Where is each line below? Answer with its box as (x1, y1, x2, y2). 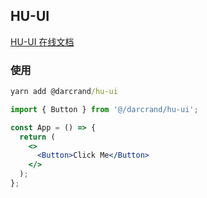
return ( (19, 132, 56, 142)
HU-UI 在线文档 (10, 35, 75, 48)
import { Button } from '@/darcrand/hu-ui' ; (10, 104, 199, 114)
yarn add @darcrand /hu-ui (10, 87, 118, 97)
